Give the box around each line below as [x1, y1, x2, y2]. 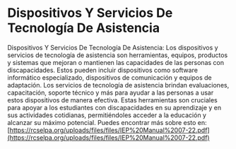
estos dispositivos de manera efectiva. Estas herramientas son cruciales [7, 95, 218, 104]
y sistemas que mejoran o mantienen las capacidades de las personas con [7, 58, 225, 66]
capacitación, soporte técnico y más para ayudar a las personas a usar [7, 88, 214, 97]
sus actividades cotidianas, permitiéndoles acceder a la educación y [7, 111, 207, 119]
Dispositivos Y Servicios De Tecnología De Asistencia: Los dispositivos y [7, 43, 218, 52]
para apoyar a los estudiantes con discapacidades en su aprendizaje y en [7, 103, 221, 112]
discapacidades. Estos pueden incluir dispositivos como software [7, 66, 198, 74]
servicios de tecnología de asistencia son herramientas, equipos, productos [7, 51, 228, 59]
